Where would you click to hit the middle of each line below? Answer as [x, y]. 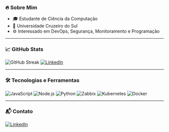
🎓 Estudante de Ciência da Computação [55, 19]
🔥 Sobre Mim [21, 8]
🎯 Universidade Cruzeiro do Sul [45, 26]
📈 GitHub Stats [24, 49]
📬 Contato [19, 111]
